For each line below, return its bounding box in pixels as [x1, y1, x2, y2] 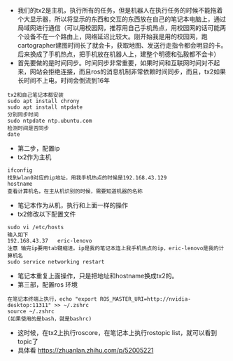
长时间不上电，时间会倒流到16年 [17, 76, 111, 84]
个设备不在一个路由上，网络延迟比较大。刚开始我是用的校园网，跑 [17, 32, 208, 41]
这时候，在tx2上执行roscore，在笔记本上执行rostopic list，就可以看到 [17, 329, 218, 336]
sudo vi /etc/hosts [7, 224, 64, 231]
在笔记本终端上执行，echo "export [7, 296, 97, 303]
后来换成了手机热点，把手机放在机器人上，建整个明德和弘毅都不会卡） [17, 50, 220, 58]
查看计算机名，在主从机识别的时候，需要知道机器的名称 [7, 188, 143, 195]
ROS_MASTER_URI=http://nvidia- [99, 296, 191, 303]
